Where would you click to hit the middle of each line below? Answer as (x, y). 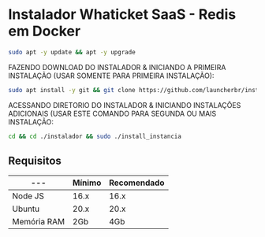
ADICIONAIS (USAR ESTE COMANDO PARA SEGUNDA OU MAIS (112, 113)
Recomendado (137, 183)
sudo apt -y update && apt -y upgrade (72, 52)
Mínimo (87, 183)
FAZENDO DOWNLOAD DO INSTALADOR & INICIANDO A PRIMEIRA (117, 67)
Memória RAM (39, 222)
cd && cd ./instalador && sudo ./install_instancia (95, 136)
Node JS (28, 196)
